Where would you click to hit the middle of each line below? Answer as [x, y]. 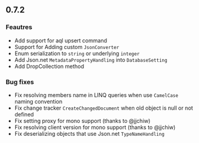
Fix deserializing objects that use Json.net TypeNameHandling [89, 133]
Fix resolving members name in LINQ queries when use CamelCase [96, 95]
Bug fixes [20, 82]
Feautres [19, 27]
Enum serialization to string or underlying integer [77, 53]
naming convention [38, 101]
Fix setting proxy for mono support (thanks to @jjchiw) [82, 121]
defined [24, 114]
